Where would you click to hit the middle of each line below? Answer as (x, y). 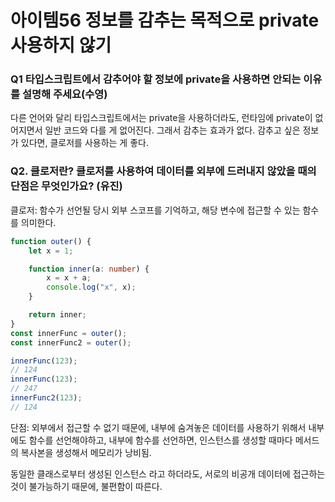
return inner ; (57, 315)
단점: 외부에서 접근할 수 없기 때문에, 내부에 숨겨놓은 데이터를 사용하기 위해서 (158, 427)
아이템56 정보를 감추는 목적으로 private (165, 20)
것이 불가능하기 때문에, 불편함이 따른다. (86, 486)
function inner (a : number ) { (89, 269)
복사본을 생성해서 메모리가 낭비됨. (86, 452)
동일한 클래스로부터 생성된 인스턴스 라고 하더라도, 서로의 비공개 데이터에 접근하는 (168, 473)
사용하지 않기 (61, 45)
